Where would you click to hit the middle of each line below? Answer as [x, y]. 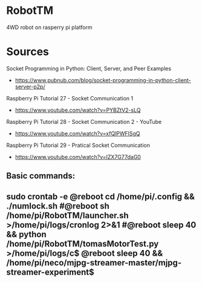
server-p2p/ [30, 86]
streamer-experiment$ [50, 272]
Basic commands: [41, 176]
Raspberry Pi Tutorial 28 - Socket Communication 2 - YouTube [84, 122]
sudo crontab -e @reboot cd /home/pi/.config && [101, 196]
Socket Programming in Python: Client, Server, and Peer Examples [89, 68]
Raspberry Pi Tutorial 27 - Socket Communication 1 [70, 98]
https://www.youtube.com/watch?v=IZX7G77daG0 [78, 157]
